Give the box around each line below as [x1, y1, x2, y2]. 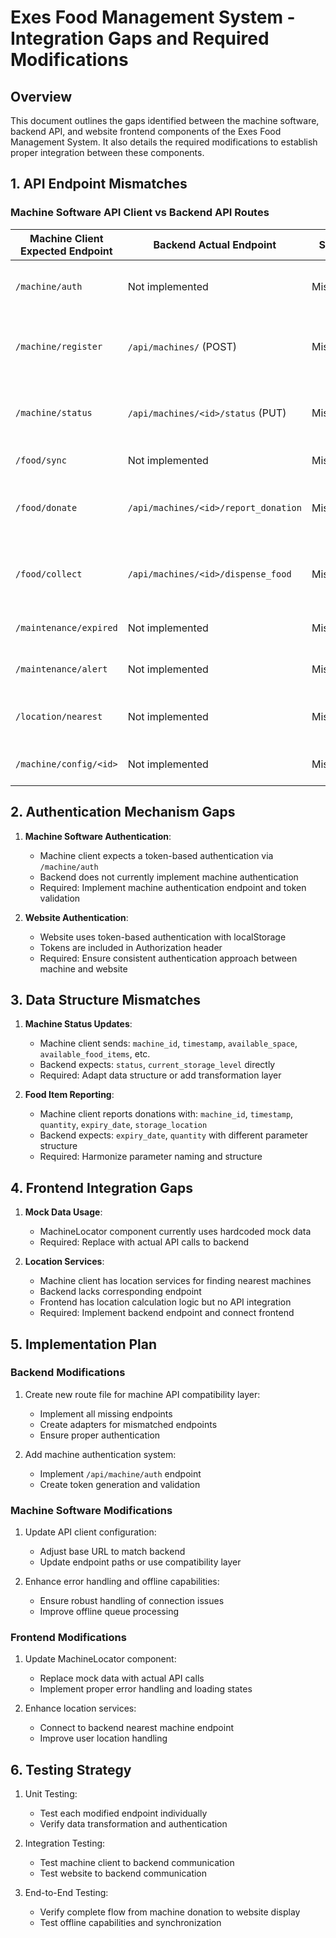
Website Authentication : [24, 911, 129, 923]
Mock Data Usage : [24, 1206, 103, 1218]
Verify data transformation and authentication [39, 1818, 228, 1830]
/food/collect [15, 568, 83, 580]
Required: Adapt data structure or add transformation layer [39, 1069, 282, 1081]
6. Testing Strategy [10, 1761, 132, 1778]
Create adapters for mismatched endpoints [39, 1418, 218, 1430]
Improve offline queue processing [39, 1606, 179, 1618]
